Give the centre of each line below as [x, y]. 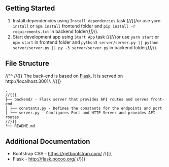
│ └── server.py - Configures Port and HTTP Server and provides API [80, 113]
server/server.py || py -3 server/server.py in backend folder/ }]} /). [85, 47]
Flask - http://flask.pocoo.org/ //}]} [49, 159]
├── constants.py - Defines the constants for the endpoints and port [86, 108]
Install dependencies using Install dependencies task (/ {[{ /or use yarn [87, 20]
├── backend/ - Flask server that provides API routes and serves [77, 99]
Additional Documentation [48, 142]
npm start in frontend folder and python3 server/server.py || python [86, 42]
